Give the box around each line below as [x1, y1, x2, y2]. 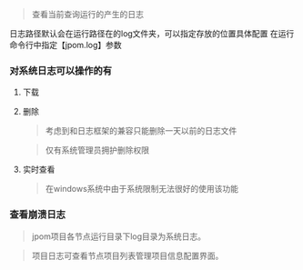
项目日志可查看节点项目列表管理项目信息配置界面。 [31, 250, 224, 261]
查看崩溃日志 [9, 208, 66, 221]
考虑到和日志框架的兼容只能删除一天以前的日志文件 [45, 125, 237, 136]
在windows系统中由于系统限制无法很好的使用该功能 [45, 184, 239, 195]
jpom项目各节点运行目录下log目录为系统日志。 [31, 231, 207, 242]
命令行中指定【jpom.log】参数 [9, 40, 123, 50]
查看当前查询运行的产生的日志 [31, 9, 144, 19]
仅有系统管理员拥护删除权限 [45, 145, 150, 155]
